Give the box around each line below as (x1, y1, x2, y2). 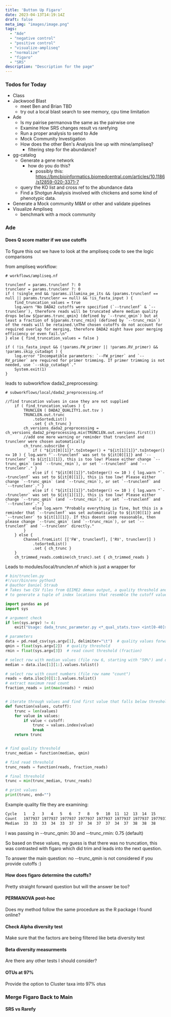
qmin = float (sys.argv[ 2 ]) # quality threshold (5, 644, 110, 649)
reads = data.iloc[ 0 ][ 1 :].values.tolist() (5, 676, 97, 681)
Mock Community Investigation (20, 136, 86, 142)
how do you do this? (27, 163, 71, 169)
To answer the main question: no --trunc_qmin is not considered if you (5, 855, 153, 861)
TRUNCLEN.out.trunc (23, 412, 65, 417)
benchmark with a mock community (20, 212, 96, 218)
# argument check (5, 615, 42, 621)
